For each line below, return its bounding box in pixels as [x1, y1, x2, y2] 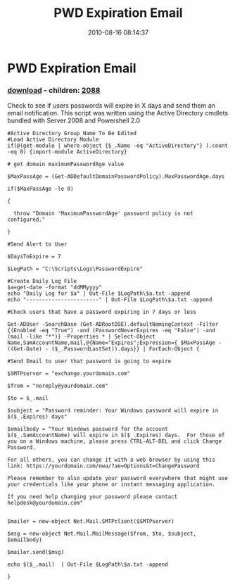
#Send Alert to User [7, 241, 68, 248]
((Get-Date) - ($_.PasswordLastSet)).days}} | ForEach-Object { [7, 346, 200, 353]
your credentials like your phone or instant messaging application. [7, 481, 216, 488]
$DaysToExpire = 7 [7, 253, 61, 260]
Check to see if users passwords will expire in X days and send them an [7, 101, 216, 110]
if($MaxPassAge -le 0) [7, 185, 74, 193]
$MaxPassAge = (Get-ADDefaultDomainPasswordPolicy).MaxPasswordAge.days [7, 173, 225, 180]
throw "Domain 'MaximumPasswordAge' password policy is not [13, 210, 193, 217]
